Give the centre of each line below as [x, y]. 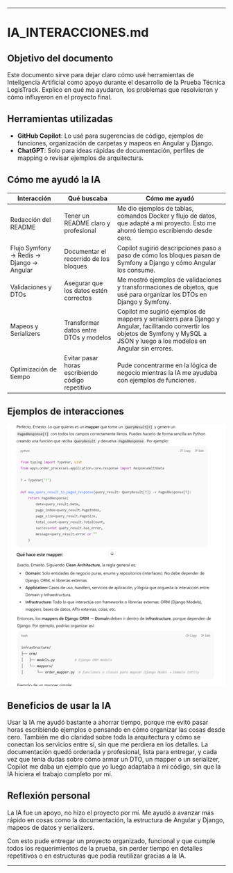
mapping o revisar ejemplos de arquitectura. [80, 158]
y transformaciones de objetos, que [167, 287]
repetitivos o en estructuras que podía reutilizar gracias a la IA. [97, 856]
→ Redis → [26, 255]
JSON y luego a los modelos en [162, 341]
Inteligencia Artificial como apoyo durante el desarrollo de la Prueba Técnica [116, 82]
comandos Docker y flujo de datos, [167, 216]
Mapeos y [24, 326]
